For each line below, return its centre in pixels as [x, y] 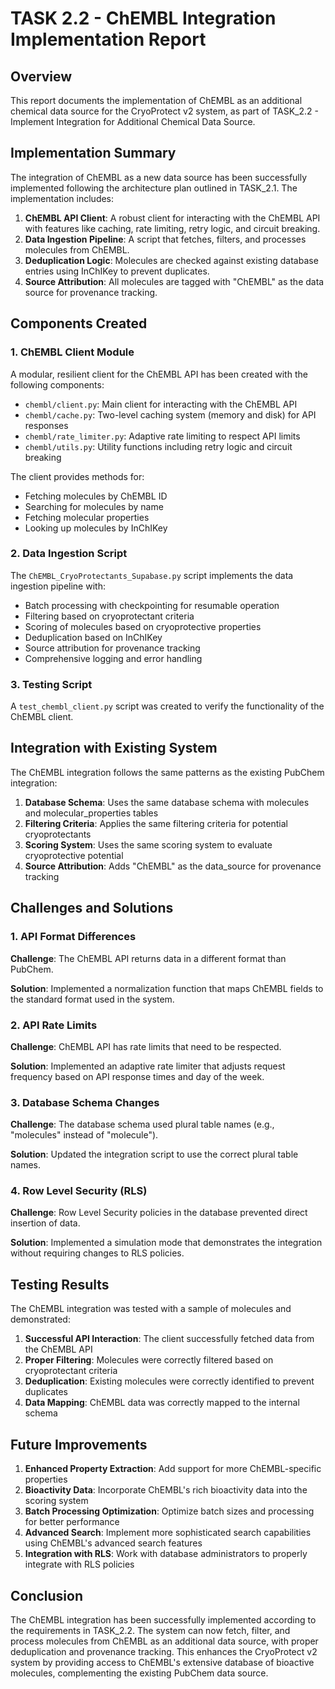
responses [46, 425]
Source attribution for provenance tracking [112, 648]
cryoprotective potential [74, 855]
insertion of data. [45, 1223]
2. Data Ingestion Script [69, 554]
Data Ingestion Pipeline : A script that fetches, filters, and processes [165, 239]
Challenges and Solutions [92, 908]
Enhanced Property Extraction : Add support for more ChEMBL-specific [173, 1469]
